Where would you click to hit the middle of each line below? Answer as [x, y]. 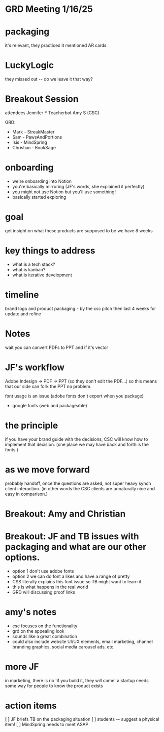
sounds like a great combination [45, 636]
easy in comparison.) [27, 494]
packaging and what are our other [76, 547]
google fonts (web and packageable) [50, 405]
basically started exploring [39, 197]
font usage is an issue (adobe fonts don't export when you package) [74, 396]
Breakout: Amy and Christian [65, 514]
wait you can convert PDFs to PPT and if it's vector [57, 347]
